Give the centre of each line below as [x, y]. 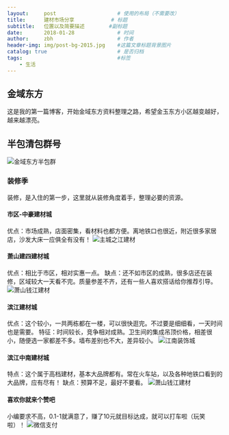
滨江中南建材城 [28, 358]
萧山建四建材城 [28, 256]
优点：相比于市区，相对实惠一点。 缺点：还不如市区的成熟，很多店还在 [107, 273]
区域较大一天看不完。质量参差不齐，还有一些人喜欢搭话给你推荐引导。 [118, 281]
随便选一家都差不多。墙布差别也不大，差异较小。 [88, 340]
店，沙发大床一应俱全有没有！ [49, 239]
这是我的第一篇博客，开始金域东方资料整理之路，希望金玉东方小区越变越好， [115, 112]
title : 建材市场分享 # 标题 [67, 20]
